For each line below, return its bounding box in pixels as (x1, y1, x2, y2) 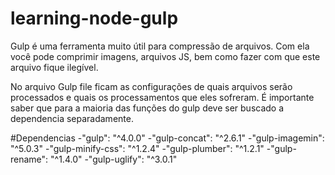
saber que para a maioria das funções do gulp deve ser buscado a (10, 102, 285, 114)
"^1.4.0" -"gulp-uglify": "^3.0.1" (50, 153, 178, 165)
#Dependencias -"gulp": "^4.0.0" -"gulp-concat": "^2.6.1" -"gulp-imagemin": (10, 132, 325, 144)
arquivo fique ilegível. (10, 61, 99, 73)
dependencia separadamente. (10, 112, 134, 124)
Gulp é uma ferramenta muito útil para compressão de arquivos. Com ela (10, 40, 310, 52)
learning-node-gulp (10, 7, 179, 30)
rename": (10, 153, 49, 165)
